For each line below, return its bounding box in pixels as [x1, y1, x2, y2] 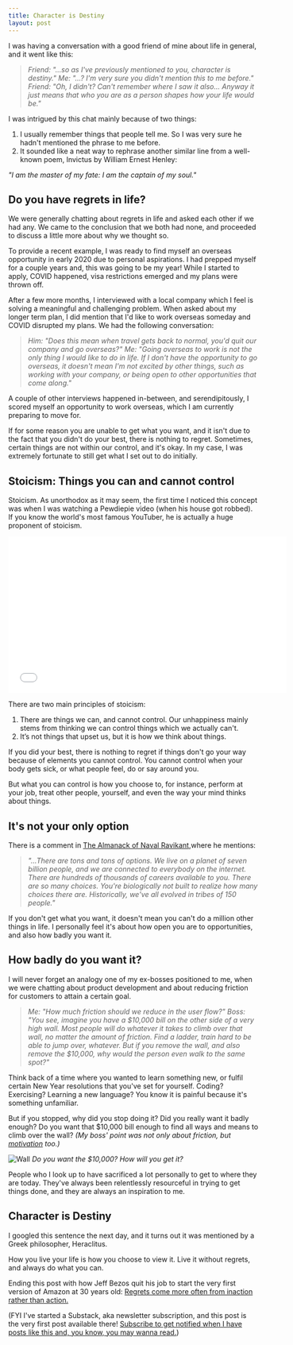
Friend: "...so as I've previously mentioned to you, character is [27, 64, 231, 74]
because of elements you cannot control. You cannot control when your [8, 756, 244, 765]
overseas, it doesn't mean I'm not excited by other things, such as [27, 361, 245, 371]
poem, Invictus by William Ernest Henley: [43, 154, 177, 164]
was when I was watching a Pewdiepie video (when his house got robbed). [8, 504, 253, 513]
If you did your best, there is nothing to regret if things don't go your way [8, 748, 246, 757]
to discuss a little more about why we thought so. [8, 231, 169, 241]
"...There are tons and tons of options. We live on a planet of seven [27, 856, 248, 865]
